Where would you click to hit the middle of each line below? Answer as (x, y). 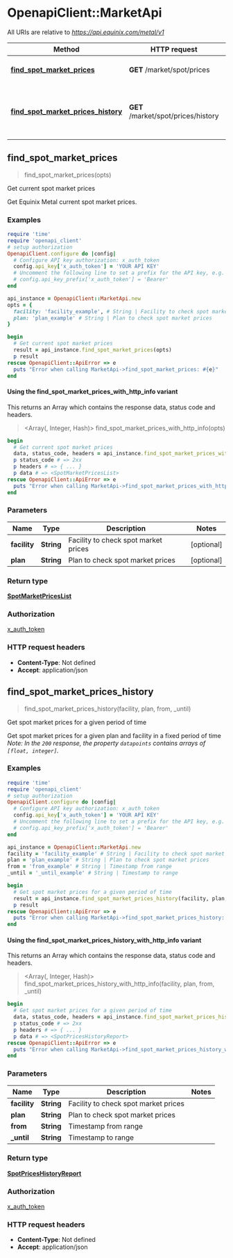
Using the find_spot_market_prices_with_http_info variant (93, 392)
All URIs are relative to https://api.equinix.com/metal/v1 (86, 32)
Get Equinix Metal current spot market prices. (72, 202)
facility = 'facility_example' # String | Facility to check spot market (116, 854)
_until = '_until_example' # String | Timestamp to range (93, 873)
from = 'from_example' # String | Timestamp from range (89, 867)
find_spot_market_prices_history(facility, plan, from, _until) (107, 709)
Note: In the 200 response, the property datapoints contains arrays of (106, 743)
